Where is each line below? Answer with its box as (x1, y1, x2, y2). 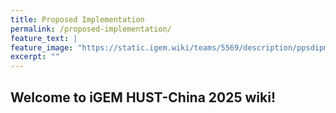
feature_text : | (10, 33, 78, 43)
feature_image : (10, 42, 74, 53)
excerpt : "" (10, 52, 60, 62)
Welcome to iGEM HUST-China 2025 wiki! (10, 89, 277, 106)
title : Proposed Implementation (10, 14, 145, 25)
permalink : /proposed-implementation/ (10, 24, 172, 34)
